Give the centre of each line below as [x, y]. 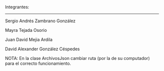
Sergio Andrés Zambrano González [40, 21]
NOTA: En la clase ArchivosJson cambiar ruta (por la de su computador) [77, 58]
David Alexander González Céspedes [42, 49]
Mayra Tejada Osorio [26, 30]
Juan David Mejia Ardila [29, 40]
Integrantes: [17, 7]
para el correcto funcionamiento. [38, 63]
